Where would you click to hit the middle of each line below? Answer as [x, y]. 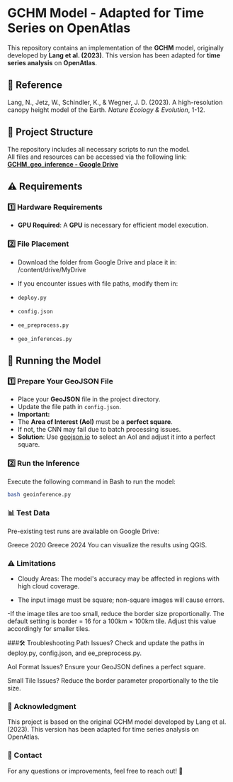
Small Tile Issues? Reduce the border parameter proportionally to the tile [113, 681]
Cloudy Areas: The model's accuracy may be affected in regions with [118, 579]
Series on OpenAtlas [69, 28]
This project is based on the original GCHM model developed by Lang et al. [117, 722]
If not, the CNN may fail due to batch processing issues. [99, 430]
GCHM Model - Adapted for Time [106, 13]
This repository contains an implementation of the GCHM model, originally [116, 48]
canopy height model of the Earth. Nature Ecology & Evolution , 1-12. [106, 110]
